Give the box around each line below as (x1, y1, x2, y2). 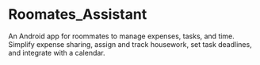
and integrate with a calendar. (8, 48, 105, 57)
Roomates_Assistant (8, 5, 147, 23)
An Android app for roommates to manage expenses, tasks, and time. (8, 31, 235, 41)
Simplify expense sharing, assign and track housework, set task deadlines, (8, 39, 252, 49)
